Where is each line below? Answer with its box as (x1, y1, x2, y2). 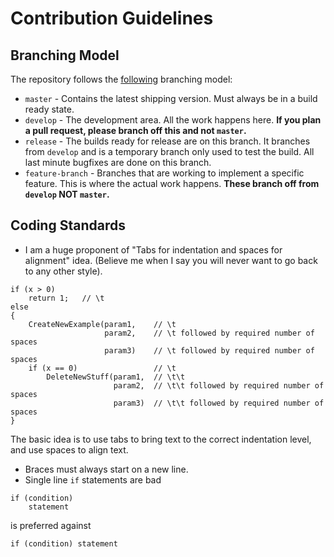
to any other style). (24, 265, 103, 277)
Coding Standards (10, 217, 126, 234)
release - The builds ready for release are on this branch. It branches (24, 135, 311, 147)
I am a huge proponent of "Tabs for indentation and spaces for (24, 243, 283, 256)
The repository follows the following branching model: (10, 73, 233, 85)
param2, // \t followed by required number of (104, 328, 315, 338)
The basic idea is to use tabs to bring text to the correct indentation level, (10, 433, 312, 445)
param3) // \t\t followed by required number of (113, 398, 325, 408)
